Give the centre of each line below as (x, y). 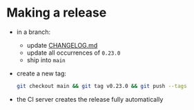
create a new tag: (41, 73)
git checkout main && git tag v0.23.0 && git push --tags (101, 86)
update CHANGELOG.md (62, 45)
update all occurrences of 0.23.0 (74, 53)
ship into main (46, 59)
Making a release (57, 13)
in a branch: (33, 32)
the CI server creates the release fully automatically (90, 99)
